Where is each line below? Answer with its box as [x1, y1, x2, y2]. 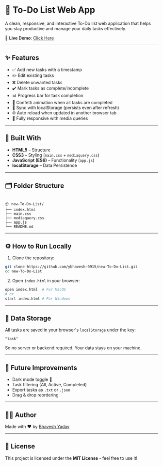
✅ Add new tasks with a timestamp [12, 67, 82, 72]
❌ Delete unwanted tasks [12, 79, 63, 85]
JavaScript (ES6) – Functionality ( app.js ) [12, 157, 95, 163]
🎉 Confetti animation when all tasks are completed [12, 99, 113, 105]
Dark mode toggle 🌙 [12, 376, 52, 382]
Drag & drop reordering [12, 392, 59, 398]
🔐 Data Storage [5, 314, 51, 323]
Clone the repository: [12, 255, 55, 261]
